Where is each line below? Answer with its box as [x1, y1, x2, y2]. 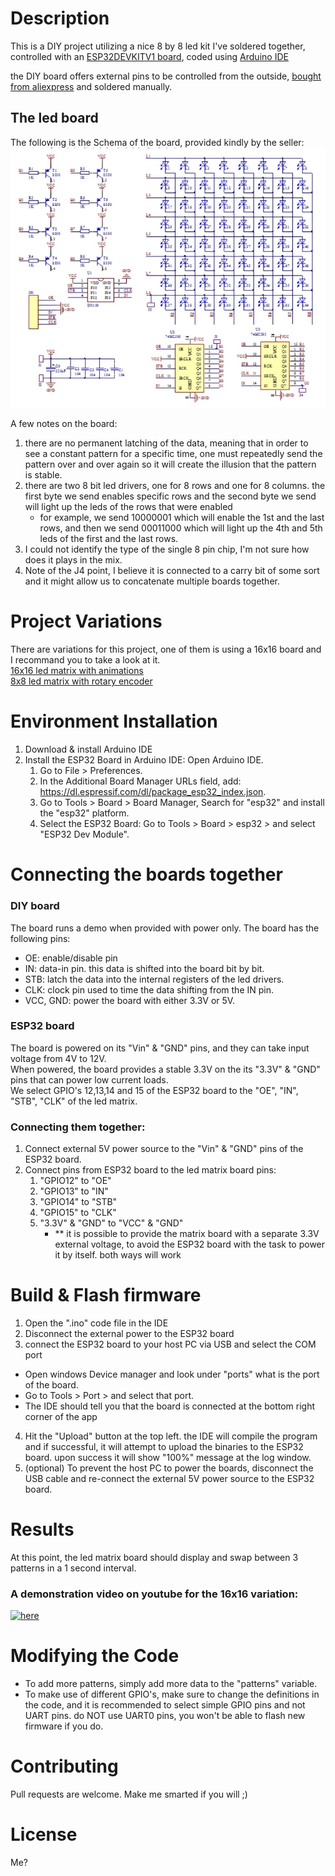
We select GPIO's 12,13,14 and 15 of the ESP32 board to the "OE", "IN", [10, 1084, 299, 1096]
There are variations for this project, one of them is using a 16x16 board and [10, 643, 322, 656]
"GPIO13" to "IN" [39, 1185, 109, 1197]
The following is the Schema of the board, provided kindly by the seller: [10, 136, 305, 148]
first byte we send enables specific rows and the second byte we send [24, 490, 317, 502]
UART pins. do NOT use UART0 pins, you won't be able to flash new [24, 1710, 306, 1722]
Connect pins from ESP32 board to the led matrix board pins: [24, 1164, 277, 1176]
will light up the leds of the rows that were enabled [24, 501, 233, 513]
